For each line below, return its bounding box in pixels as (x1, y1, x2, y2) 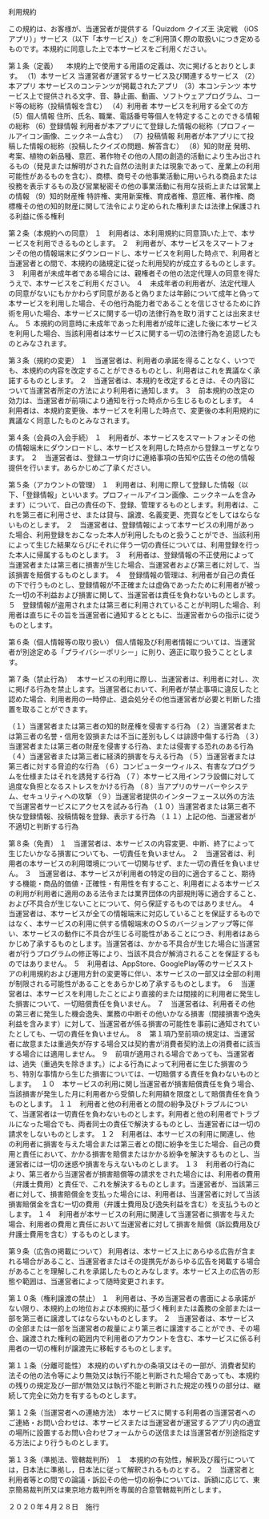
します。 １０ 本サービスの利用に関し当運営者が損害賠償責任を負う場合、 (8, 1079, 259, 1089)
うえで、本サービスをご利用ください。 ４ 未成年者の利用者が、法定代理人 (8, 279, 255, 288)
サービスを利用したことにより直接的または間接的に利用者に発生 (42, 989, 254, 998)
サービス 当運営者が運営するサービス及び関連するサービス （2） (47, 71, 259, 80)
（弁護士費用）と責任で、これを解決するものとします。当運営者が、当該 (8, 1179, 246, 1189)
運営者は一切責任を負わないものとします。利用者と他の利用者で (29, 1109, 239, 1118)
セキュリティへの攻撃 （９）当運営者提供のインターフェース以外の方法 (22, 792, 255, 801)
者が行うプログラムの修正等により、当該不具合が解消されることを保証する (8, 949, 254, 958)
